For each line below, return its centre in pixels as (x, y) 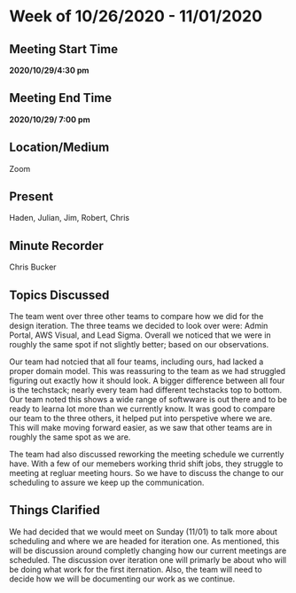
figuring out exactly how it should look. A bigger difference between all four (147, 381)
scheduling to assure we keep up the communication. (107, 483)
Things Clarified (55, 510)
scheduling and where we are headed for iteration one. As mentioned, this (144, 541)
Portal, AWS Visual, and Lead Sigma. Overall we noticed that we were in (140, 335)
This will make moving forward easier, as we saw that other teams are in (141, 428)
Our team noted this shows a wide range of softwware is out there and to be (148, 400)
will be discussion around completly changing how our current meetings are (148, 550)
